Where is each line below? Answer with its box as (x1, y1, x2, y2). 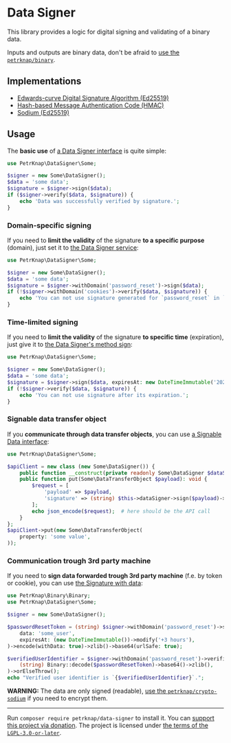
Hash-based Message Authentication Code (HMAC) (16, 101, 164, 109)
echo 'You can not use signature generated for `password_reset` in (19, 294, 220, 302)
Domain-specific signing (7, 220, 91, 230)
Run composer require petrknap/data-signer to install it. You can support (7, 714, 214, 722)
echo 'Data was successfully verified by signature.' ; (19, 197, 180, 204)
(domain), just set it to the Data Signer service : (7, 243, 139, 252)
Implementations (7, 76, 82, 87)
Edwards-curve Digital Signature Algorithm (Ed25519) (16, 94, 170, 102)
